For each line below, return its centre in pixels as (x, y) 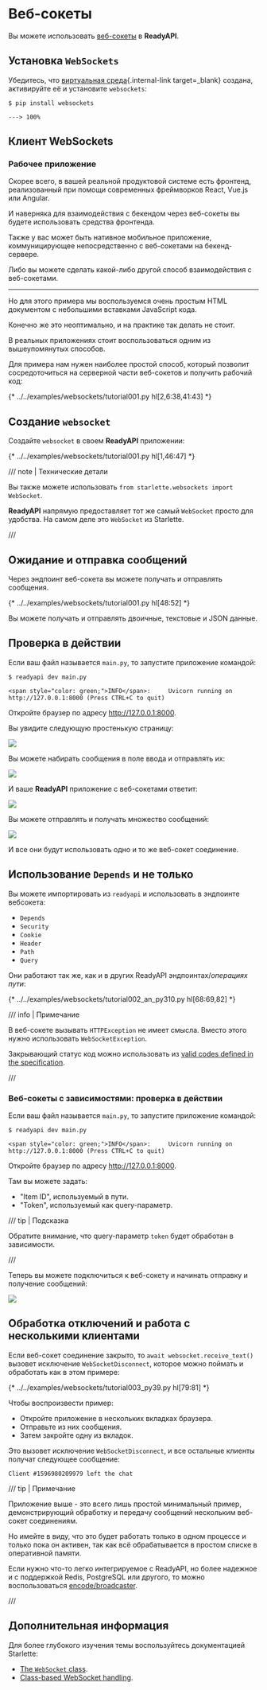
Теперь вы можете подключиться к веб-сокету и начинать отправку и (128, 1275)
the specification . (37, 1062)
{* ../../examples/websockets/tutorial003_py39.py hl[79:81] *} (109, 1387)
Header (31, 944)
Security (34, 927)
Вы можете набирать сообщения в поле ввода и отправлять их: (117, 758)
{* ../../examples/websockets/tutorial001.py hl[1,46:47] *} (102, 456)
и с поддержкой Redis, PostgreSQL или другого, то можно (106, 1577)
